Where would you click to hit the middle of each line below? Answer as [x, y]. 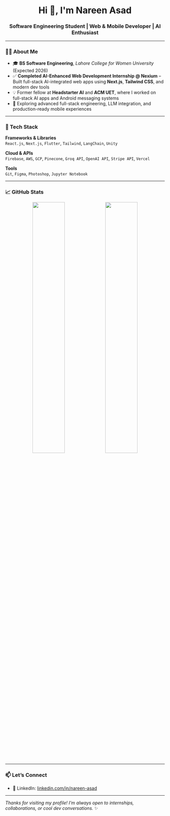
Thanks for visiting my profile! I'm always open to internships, [70, 803]
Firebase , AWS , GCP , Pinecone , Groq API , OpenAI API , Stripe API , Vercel [78, 159]
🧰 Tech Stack [22, 127]
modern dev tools [31, 87]
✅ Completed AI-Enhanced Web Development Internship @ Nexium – [87, 76]
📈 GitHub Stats [25, 192]
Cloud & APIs [19, 153]
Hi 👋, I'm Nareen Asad [85, 10]
